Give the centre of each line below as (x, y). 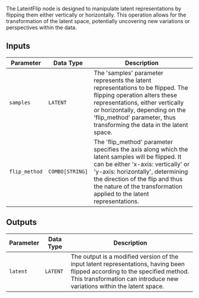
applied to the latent (121, 194)
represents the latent (123, 80)
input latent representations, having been (128, 264)
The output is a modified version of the (125, 256)
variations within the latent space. (118, 286)
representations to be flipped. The (141, 87)
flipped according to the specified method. (130, 271)
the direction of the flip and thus (138, 179)
